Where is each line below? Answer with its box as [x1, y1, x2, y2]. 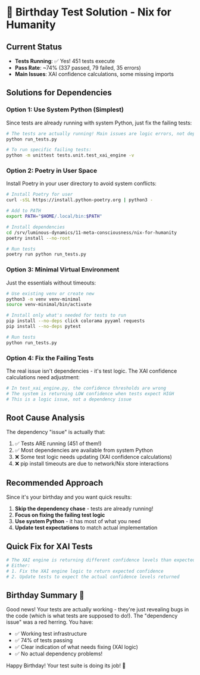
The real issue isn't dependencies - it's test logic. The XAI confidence [6, 367, 177, 374]
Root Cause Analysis [6, 412, 85, 423]
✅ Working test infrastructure [14, 630, 87, 637]
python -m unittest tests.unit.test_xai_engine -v [6, 152, 135, 158]
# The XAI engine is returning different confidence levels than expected [6, 557, 196, 563]
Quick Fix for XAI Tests [6, 541, 93, 551]
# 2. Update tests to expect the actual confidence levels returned [6, 574, 180, 580]
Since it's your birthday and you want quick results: [6, 493, 132, 501]
